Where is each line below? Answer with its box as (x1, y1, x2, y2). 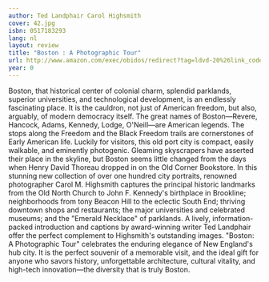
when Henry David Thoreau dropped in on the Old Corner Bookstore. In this (8, 162, 258, 172)
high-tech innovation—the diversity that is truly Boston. (8, 264, 191, 274)
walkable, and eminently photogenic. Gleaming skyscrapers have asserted (8, 145, 255, 155)
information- (211, 213, 254, 223)
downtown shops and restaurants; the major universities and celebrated (8, 205, 246, 215)
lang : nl (8, 34, 38, 42)
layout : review (8, 42, 59, 50)
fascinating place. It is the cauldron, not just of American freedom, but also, (8, 103, 258, 112)
